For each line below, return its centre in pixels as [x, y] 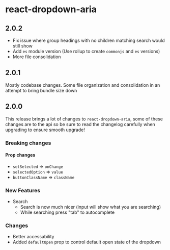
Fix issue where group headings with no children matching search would [89, 40]
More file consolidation [37, 57]
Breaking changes [28, 143]
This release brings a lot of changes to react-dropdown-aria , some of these [84, 119]
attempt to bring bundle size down [41, 90]
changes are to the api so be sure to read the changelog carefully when [80, 124]
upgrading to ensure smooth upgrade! [45, 130]
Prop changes [20, 155]
